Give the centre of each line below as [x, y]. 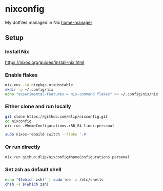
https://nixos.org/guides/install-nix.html [45, 62]
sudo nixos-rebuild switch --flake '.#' [47, 134]
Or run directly [23, 147]
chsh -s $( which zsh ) [27, 184]
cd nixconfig [18, 121]
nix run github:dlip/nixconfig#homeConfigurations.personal [68, 157]
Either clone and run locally [38, 107]
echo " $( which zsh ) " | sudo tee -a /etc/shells [54, 180]
